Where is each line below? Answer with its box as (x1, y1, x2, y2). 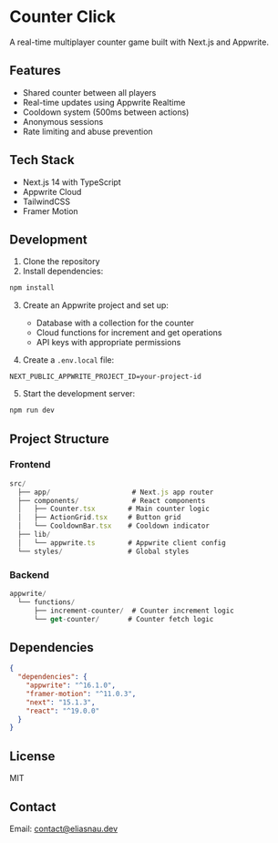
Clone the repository (22, 256, 100, 267)
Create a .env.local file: (22, 355, 115, 365)
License (9, 748, 56, 764)
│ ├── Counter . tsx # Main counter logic (17, 504, 210, 514)
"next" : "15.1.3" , (26, 697, 96, 707)
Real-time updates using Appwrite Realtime (22, 97, 186, 108)
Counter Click (9, 6, 117, 27)
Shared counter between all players (22, 87, 157, 98)
